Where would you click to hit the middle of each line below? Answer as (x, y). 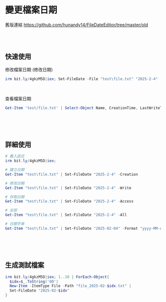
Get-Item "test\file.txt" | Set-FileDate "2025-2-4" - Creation (72, 174)
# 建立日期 (15, 170)
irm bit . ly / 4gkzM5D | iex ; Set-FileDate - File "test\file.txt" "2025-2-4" (82, 79)
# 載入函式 (15, 156)
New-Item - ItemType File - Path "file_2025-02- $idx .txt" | (71, 286)
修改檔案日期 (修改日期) (29, 69)
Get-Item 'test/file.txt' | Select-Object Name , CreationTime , (72, 108)
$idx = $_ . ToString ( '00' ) (34, 281)
